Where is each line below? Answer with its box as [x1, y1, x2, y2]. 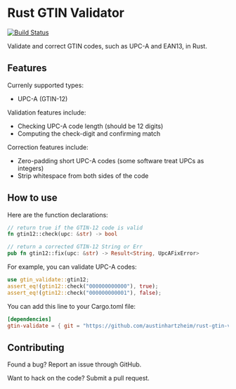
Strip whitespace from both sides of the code [17, 171, 149, 180]
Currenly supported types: [7, 81, 84, 89]
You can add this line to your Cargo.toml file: [7, 302, 136, 310]
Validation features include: [7, 108, 86, 117]
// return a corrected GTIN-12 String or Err [7, 243, 143, 250]
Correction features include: [7, 143, 89, 151]
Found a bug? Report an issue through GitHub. [7, 360, 142, 369]
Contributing [7, 341, 65, 353]
